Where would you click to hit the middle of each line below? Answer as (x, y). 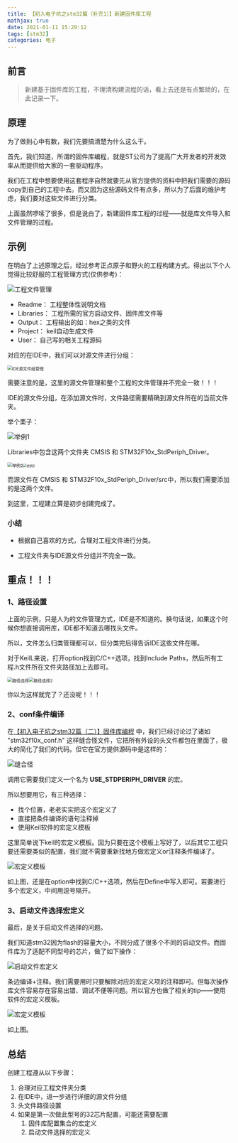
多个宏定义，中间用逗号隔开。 (51, 890)
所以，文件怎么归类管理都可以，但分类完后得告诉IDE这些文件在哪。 (106, 643)
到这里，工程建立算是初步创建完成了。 (63, 503)
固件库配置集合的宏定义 (62, 1123)
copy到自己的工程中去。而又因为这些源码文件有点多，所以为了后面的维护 (114, 189)
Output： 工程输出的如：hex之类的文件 (74, 322)
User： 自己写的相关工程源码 (59, 340)
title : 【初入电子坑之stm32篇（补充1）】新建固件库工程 (79, 14)
